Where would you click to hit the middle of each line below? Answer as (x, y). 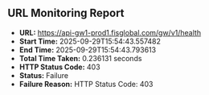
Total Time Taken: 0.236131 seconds (80, 58)
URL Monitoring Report (66, 13)
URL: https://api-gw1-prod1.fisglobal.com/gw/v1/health (110, 32)
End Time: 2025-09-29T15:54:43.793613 (88, 50)
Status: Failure (44, 75)
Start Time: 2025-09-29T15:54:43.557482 (90, 41)
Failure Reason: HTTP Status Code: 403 (86, 84)
